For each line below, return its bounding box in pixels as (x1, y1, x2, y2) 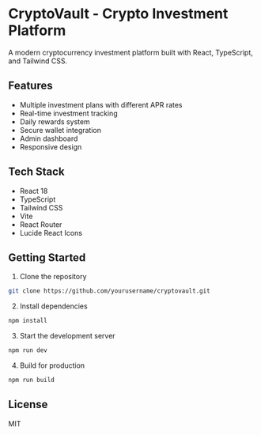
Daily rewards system (19, 116, 91, 127)
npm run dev (8, 346, 47, 354)
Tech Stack (8, 165, 65, 179)
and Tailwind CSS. (8, 56, 68, 66)
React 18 (19, 186, 48, 195)
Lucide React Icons (19, 228, 83, 237)
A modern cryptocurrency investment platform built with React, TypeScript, (8, 47, 253, 57)
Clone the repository (19, 272, 87, 282)
